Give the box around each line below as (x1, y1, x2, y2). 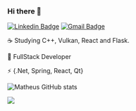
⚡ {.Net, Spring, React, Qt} (7, 67, 84, 75)
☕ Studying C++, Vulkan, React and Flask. (7, 37, 130, 45)
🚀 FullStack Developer (7, 53, 72, 61)
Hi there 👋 (7, 6, 42, 16)
